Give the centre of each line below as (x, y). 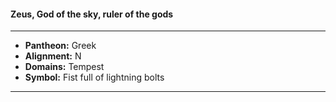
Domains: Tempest (64, 67)
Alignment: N (53, 56)
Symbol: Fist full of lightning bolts (94, 77)
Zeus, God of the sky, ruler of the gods (92, 14)
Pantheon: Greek (60, 46)
